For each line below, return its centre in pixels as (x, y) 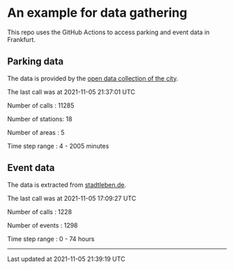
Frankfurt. (22, 39)
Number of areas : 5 (36, 132)
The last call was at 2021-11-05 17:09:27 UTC (72, 198)
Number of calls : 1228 (40, 211)
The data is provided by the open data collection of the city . (93, 78)
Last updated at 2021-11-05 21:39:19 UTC (66, 259)
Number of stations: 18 (40, 119)
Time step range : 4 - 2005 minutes (58, 146)
